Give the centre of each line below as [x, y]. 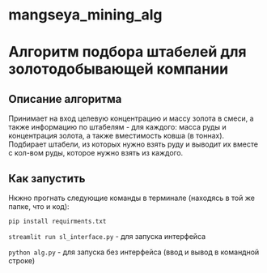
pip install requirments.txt [57, 221]
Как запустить [47, 179]
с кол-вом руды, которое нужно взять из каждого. [96, 153]
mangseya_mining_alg [86, 15]
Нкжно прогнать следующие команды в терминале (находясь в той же [131, 198]
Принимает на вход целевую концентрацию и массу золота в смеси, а [131, 118]
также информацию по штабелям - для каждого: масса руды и [117, 127]
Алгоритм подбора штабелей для [127, 52]
